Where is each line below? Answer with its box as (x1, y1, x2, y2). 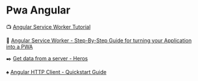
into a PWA (6, 43, 33, 50)
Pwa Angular (6, 4, 71, 17)
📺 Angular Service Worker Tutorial (6, 23, 91, 30)
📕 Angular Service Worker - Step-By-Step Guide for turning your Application (6, 36, 192, 44)
